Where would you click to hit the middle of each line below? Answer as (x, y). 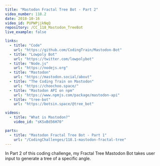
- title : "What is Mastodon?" (40, 117)
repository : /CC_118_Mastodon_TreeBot (44, 28)
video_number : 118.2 (26, 14)
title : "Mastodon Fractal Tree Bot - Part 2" (51, 9)
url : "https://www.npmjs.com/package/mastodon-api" (67, 95)
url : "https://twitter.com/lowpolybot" (54, 59)
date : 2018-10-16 (22, 18)
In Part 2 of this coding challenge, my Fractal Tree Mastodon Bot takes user (80, 153)
